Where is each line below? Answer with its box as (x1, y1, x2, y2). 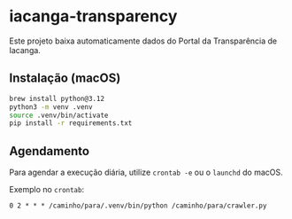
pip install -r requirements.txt (9, 119, 133, 128)
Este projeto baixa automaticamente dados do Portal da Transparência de (9, 35, 277, 46)
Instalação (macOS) (9, 71, 121, 86)
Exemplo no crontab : (9, 184, 85, 195)
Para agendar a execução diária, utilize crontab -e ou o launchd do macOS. (9, 167, 283, 178)
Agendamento (9, 144, 90, 159)
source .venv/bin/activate (9, 111, 109, 120)
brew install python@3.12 (9, 94, 104, 103)
